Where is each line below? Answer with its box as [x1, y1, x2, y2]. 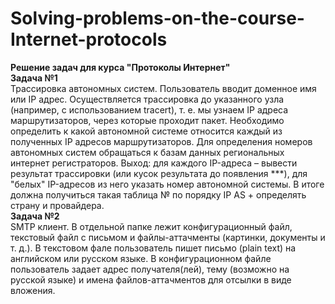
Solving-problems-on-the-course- [10, 7, 305, 30]
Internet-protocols [10, 28, 168, 51]
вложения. [10, 284, 56, 296]
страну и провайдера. [10, 199, 105, 211]
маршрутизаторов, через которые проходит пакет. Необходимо [10, 114, 285, 126]
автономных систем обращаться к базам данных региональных [10, 146, 285, 158]
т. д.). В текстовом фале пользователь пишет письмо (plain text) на [10, 242, 297, 254]
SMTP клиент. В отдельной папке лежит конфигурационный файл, [10, 220, 293, 232]
